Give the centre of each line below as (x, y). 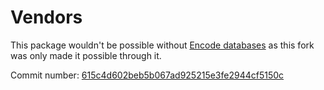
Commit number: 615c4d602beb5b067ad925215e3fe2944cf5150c (147, 75)
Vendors (46, 17)
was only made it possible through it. (86, 55)
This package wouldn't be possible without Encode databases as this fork (162, 45)
